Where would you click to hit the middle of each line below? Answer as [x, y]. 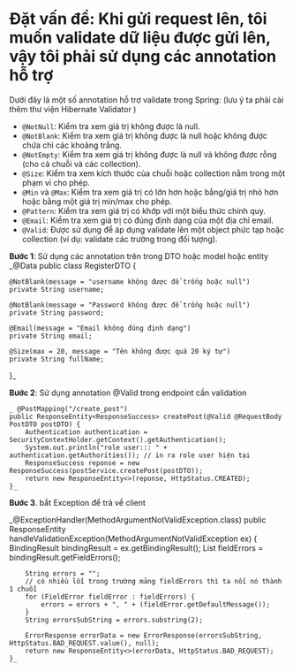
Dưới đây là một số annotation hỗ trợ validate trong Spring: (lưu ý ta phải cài [146, 99]
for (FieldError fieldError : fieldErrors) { [110, 597]
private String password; [56, 313]
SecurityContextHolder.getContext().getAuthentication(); [118, 439]
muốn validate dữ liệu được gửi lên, [140, 38]
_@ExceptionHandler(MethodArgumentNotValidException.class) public [138, 519]
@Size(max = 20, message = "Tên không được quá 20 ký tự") [120, 351]
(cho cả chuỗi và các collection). [81, 164]
